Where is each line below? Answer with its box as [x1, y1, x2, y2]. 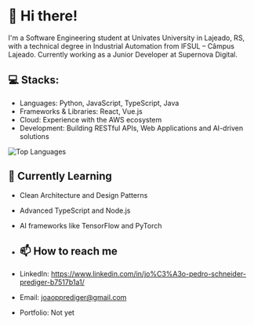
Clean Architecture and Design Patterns [19, 190, 148, 199]
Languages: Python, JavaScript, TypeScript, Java [19, 98, 180, 108]
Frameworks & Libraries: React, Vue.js [19, 106, 143, 116]
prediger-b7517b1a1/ [19, 278, 85, 287]
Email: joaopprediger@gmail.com [19, 293, 127, 302]
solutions [19, 131, 49, 141]
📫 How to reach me [19, 244, 118, 257]
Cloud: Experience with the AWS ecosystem [19, 115, 162, 124]
